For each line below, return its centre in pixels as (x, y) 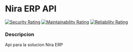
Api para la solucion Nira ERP (34, 45)
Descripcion (20, 34)
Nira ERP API (31, 9)
